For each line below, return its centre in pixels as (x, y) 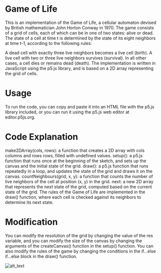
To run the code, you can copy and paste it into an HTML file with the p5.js (80, 106)
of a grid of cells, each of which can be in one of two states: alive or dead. (80, 33)
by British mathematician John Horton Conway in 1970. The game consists (80, 27)
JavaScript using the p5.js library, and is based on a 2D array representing (80, 68)
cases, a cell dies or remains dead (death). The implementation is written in (80, 63)
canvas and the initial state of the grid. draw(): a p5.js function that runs (77, 166)
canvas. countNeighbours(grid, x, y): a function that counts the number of (79, 176)
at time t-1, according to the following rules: (49, 43)
